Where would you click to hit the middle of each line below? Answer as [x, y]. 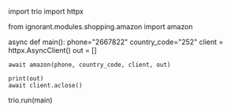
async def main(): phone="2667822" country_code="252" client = [116, 42]
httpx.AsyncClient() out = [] [52, 50]
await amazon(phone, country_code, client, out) [89, 65]
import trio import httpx [46, 11]
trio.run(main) [30, 100]
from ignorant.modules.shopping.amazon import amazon [101, 26]
